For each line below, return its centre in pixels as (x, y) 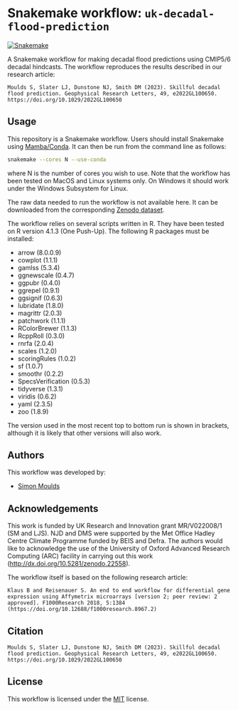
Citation (26, 631)
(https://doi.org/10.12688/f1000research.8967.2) (82, 609)
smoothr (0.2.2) (40, 374)
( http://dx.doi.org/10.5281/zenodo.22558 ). (69, 564)
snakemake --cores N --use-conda (57, 159)
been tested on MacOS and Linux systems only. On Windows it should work (118, 180)
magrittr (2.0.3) (40, 313)
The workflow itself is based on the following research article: (98, 577)
